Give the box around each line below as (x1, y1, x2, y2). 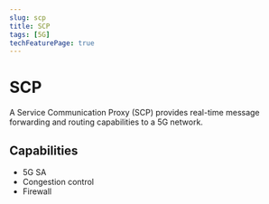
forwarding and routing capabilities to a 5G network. (9, 116, 203, 127)
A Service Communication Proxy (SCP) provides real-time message (9, 107, 260, 118)
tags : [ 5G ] (9, 30, 51, 39)
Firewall (22, 186, 52, 197)
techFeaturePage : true (9, 38, 95, 48)
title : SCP (9, 22, 51, 31)
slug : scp (9, 13, 47, 23)
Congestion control (22, 177, 95, 187)
